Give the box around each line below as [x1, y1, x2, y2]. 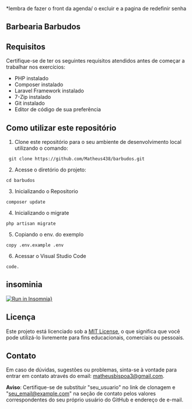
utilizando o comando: [14, 145, 68, 152]
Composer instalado [14, 81, 64, 88]
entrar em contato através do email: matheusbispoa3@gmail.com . [6, 373, 165, 380]
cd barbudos [6, 178, 35, 184]
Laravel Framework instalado [14, 87, 85, 94]
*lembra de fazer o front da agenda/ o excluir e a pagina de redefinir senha [6, 5, 187, 12]
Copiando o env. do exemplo [14, 231, 84, 238]
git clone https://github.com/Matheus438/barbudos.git [8, 156, 145, 162]
